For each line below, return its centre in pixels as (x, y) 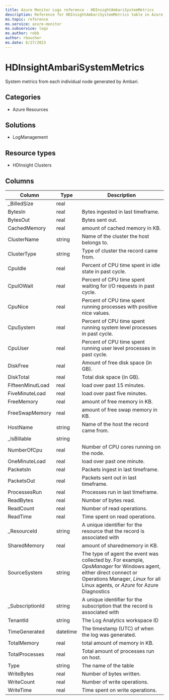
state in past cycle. (104, 271)
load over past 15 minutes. (113, 385)
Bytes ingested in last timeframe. (120, 212)
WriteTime (20, 690)
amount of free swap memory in (119, 409)
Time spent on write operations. (119, 690)
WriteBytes (21, 673)
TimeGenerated (26, 632)
